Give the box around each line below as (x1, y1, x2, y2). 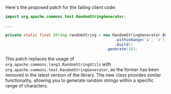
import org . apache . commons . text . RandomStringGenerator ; (5, 14, 126, 19)
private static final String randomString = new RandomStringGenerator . (5, 33, 163, 38)
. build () (114, 42, 133, 47)
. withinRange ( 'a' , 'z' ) (114, 37, 165, 42)
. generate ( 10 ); (105, 47, 138, 52)
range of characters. (5, 83, 48, 89)
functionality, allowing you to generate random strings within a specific (5, 77, 154, 83)
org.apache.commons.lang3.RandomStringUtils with (5, 61, 111, 68)
